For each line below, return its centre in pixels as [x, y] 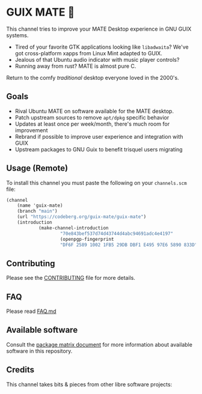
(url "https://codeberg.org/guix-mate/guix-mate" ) [82, 217]
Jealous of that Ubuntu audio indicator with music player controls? [97, 59]
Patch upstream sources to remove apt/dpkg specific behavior [92, 117]
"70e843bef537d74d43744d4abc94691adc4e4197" [116, 234]
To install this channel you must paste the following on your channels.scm [97, 183]
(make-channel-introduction [74, 228]
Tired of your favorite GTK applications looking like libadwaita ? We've [102, 47]
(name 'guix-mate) [40, 206]
